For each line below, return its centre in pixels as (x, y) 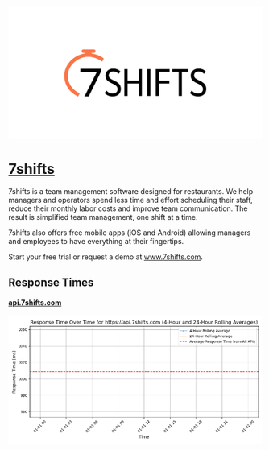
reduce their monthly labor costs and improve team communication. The (128, 208)
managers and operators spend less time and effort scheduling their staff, (130, 200)
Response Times (51, 282)
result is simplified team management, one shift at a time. (103, 217)
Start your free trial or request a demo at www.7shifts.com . (106, 257)
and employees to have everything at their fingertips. (96, 242)
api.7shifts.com (35, 303)
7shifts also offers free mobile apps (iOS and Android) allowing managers (130, 233)
